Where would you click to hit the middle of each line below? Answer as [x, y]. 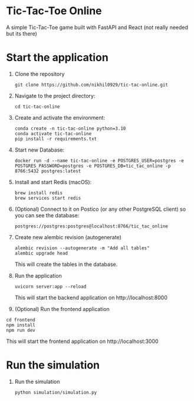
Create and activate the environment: [60, 117]
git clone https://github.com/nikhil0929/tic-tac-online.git [91, 85]
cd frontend [21, 320]
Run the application [38, 275]
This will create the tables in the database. [66, 264]
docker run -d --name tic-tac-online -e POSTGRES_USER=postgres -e [99, 161]
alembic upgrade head [41, 253]
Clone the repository [40, 74]
